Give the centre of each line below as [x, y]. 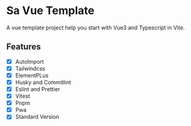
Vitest [23, 96]
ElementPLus [32, 75]
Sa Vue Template [51, 11]
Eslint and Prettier [37, 89]
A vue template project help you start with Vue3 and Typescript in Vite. [95, 28]
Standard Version [37, 117]
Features [24, 47]
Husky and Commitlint [43, 82]
